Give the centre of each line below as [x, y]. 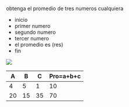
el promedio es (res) [39, 44]
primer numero [32, 26]
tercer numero [32, 38]
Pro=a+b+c [65, 76]
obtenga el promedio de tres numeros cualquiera [65, 8]
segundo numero [35, 32]
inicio [21, 20]
